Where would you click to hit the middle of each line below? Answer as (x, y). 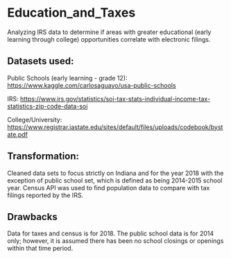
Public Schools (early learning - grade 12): (67, 78)
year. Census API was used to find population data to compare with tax (109, 187)
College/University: (35, 119)
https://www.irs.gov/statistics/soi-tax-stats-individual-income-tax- (115, 99)
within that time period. (40, 249)
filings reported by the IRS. (45, 195)
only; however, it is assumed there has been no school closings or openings (115, 241)
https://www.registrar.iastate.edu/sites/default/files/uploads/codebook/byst (115, 127)
